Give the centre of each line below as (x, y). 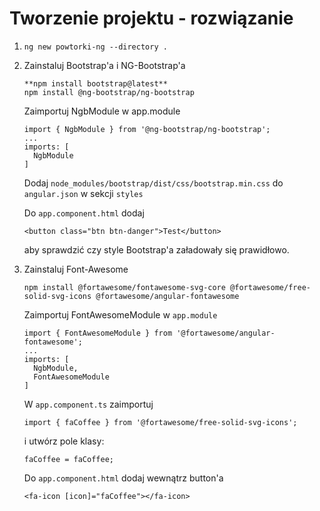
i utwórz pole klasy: (64, 441)
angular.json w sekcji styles (83, 193)
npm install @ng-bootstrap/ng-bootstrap (109, 92)
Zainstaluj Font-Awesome (76, 269)
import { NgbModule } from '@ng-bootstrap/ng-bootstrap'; (147, 129)
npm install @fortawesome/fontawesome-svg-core (124, 287)
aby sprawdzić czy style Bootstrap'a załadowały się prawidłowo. (156, 249)
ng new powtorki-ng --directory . (95, 47)
